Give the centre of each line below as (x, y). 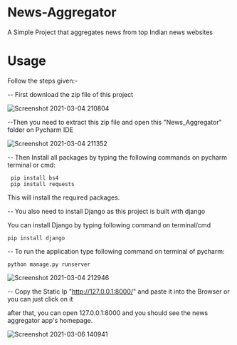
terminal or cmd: (31, 165)
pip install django (36, 238)
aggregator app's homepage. (50, 320)
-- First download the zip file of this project (70, 94)
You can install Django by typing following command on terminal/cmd (109, 225)
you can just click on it (40, 299)
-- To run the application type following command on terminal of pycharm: (116, 251)
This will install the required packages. (64, 197)
